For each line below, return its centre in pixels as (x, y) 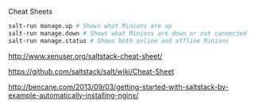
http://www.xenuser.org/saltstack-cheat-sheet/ (85, 56)
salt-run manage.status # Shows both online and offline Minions (118, 40)
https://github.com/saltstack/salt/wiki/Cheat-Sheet (91, 71)
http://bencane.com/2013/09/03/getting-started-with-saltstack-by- (118, 87)
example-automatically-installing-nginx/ (73, 95)
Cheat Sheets (31, 12)
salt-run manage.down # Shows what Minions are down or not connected (127, 33)
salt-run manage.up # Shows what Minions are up (90, 26)
